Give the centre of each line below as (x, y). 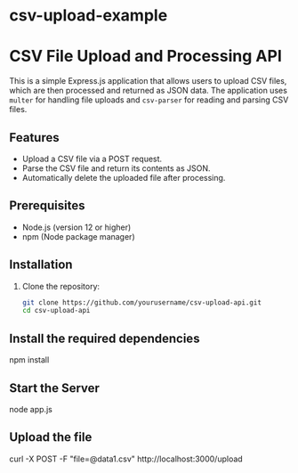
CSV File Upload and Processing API (145, 57)
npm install (29, 360)
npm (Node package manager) (78, 236)
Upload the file (51, 437)
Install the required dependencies (105, 338)
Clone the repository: (61, 286)
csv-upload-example (89, 16)
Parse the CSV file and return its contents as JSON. (116, 168)
